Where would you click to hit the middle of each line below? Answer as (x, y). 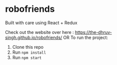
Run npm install (29, 52)
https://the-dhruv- (93, 32)
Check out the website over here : (39, 32)
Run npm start (27, 57)
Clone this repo (28, 47)
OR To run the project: (86, 37)
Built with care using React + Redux (41, 23)
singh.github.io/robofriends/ (34, 37)
